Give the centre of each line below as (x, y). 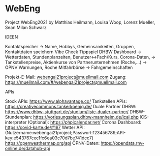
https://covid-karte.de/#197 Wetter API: (45, 127)
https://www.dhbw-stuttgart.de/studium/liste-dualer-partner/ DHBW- (75, 112)
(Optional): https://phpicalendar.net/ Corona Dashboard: (85, 122)
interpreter (16, 122)
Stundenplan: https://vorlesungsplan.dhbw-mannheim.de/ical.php (72, 117)
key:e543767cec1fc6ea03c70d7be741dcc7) (49, 138)
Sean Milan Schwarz (26, 27)
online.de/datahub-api (28, 148)
